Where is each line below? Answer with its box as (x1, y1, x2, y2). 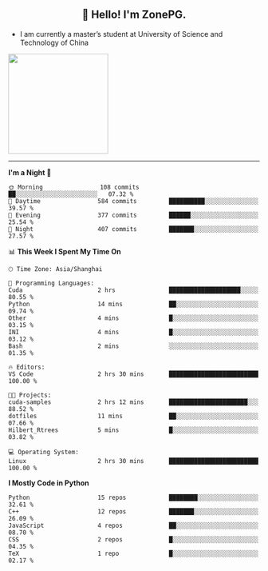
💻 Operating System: (8, 448, 80, 456)
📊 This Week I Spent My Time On (8, 246, 121, 256)
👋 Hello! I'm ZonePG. (81, 8, 187, 22)
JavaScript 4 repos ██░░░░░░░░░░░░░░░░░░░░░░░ (8, 521, 259, 529)
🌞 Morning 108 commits (8, 183, 140, 191)
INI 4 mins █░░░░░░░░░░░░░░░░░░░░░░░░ (8, 328, 259, 336)
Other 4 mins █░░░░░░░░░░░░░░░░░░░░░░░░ (8, 313, 259, 322)
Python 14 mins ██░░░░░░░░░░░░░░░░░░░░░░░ (8, 300, 259, 308)
